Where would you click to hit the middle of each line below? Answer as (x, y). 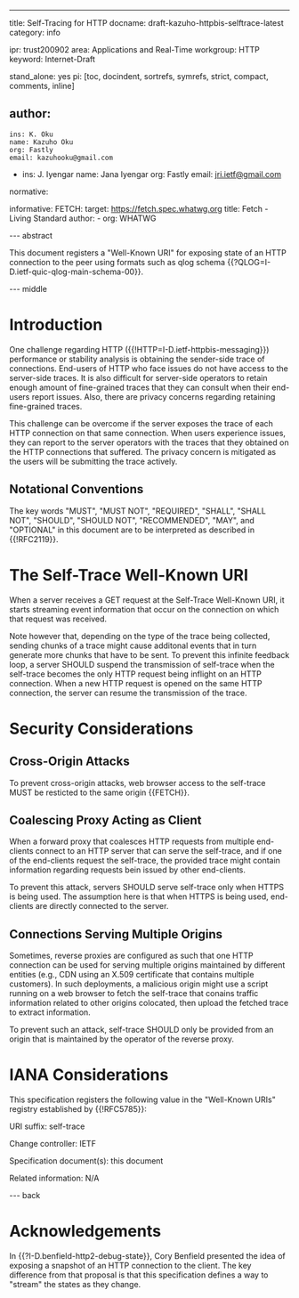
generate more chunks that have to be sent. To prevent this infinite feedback (149, 654)
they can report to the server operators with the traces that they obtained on (149, 442)
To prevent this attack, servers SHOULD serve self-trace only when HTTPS (147, 888)
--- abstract (31, 235)
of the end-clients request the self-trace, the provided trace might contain (145, 861)
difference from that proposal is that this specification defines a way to (139, 1275)
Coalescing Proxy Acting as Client (105, 820)
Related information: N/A (54, 1178)
